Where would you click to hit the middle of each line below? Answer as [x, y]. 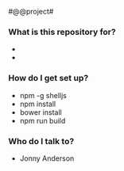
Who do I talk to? [41, 141]
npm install [38, 104]
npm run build [43, 120]
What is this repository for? [62, 32]
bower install [41, 112]
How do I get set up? [48, 78]
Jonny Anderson [47, 158]
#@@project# [31, 11]
